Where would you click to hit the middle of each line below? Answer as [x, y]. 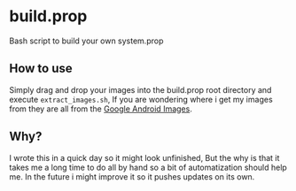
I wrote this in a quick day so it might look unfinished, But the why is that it [144, 157]
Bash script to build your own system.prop [86, 41]
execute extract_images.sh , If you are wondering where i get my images [141, 99]
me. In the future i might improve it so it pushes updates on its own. [132, 176]
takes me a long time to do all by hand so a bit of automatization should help [148, 167]
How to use [41, 69]
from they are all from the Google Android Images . [101, 109]
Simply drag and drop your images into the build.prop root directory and [140, 89]
